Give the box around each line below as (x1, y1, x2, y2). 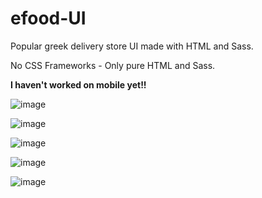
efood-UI (10, 7, 87, 30)
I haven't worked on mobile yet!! (10, 78, 147, 91)
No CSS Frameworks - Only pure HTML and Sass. (10, 59, 216, 71)
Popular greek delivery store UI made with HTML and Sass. (10, 40, 254, 52)
